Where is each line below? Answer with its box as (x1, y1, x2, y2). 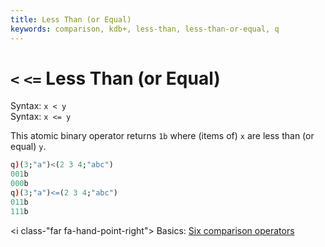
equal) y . (10, 141, 47, 153)
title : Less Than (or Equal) (10, 14, 132, 25)
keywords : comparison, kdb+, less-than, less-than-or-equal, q (10, 24, 280, 34)
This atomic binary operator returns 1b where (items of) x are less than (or (10, 130, 315, 142)
